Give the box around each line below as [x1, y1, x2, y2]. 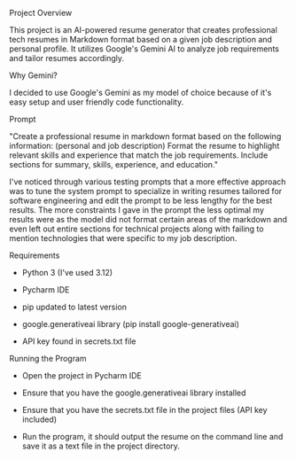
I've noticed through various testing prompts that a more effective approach [9, 176, 286, 187]
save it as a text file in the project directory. [21, 441, 180, 451]
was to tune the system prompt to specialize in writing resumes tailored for [9, 186, 283, 196]
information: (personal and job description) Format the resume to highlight [9, 141, 280, 151]
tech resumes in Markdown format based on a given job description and [9, 35, 273, 44]
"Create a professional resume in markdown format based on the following [9, 131, 282, 141]
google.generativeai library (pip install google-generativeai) [21, 319, 239, 329]
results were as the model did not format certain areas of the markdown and [9, 214, 288, 224]
